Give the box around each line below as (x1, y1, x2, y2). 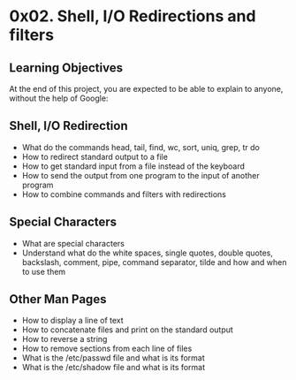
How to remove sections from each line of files (21, 343, 193, 354)
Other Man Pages (9, 292, 107, 307)
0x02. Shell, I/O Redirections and (9, 6, 256, 27)
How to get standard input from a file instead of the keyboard (21, 161, 246, 171)
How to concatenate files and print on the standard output (21, 324, 234, 335)
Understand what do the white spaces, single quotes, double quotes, (21, 247, 274, 258)
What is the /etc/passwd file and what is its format (21, 353, 205, 363)
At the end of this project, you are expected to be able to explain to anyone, (9, 84, 284, 94)
